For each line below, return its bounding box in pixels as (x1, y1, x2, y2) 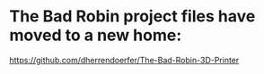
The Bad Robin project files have (9, 6, 256, 27)
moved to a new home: (9, 25, 182, 45)
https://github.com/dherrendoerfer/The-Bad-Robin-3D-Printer (9, 54, 240, 65)
